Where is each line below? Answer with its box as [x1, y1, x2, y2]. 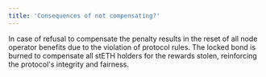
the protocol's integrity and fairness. [8, 59, 130, 69]
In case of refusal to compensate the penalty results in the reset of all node [8, 34, 258, 43]
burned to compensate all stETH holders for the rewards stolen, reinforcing [8, 51, 258, 60]
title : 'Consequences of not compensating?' [8, 11, 160, 20]
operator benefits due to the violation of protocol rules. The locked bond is [8, 42, 256, 52]
